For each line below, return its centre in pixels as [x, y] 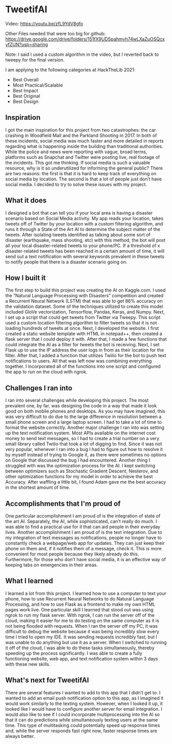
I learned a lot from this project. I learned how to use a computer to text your [86, 593]
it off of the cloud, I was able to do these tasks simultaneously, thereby [80, 648]
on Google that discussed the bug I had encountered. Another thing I [78, 460]
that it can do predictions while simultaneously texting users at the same [82, 720]
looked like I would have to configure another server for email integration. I [84, 709]
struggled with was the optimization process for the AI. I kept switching [80, 466]
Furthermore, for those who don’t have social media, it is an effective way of [86, 559]
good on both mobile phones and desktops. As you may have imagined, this [85, 411]
